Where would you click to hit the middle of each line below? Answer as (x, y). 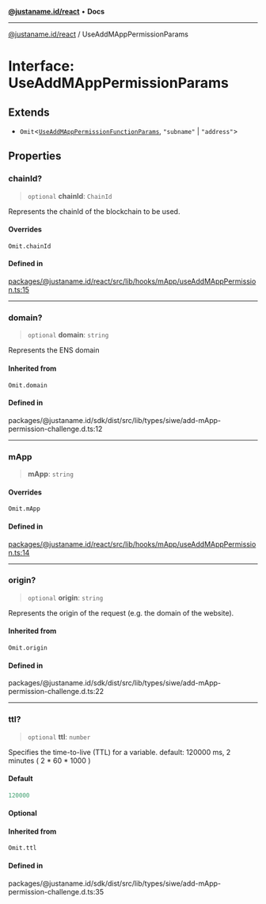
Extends (29, 112)
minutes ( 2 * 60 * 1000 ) (49, 761)
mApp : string (50, 474)
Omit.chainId (30, 246)
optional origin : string (65, 597)
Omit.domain (28, 385)
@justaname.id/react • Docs (57, 11)
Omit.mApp (25, 509)
